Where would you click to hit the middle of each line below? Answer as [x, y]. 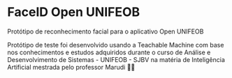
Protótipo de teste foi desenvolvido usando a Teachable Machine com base [116, 45]
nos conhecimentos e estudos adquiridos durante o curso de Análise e [109, 52]
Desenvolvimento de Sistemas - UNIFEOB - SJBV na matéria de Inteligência [116, 59]
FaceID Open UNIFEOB [74, 12]
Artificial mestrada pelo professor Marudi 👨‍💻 [71, 67]
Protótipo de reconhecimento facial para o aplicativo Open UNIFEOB [106, 31]
